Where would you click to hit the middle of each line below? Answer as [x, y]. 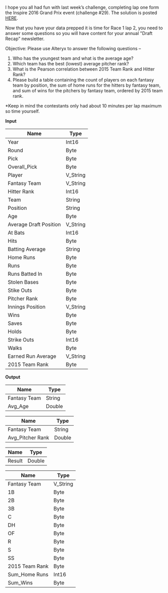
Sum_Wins [20, 583]
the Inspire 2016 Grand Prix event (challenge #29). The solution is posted [81, 13]
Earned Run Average [32, 356]
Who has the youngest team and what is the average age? [73, 58]
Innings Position [27, 307]
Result [15, 461]
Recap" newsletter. [25, 39]
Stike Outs [20, 290]
